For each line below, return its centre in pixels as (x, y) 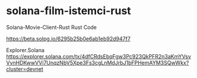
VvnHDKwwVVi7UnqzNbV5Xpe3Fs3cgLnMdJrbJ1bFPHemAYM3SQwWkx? (98, 63)
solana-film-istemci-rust (69, 11)
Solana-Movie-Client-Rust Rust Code (51, 27)
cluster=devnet (25, 69)
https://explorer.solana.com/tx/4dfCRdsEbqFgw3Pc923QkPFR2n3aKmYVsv (99, 56)
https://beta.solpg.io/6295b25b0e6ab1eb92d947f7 (68, 38)
